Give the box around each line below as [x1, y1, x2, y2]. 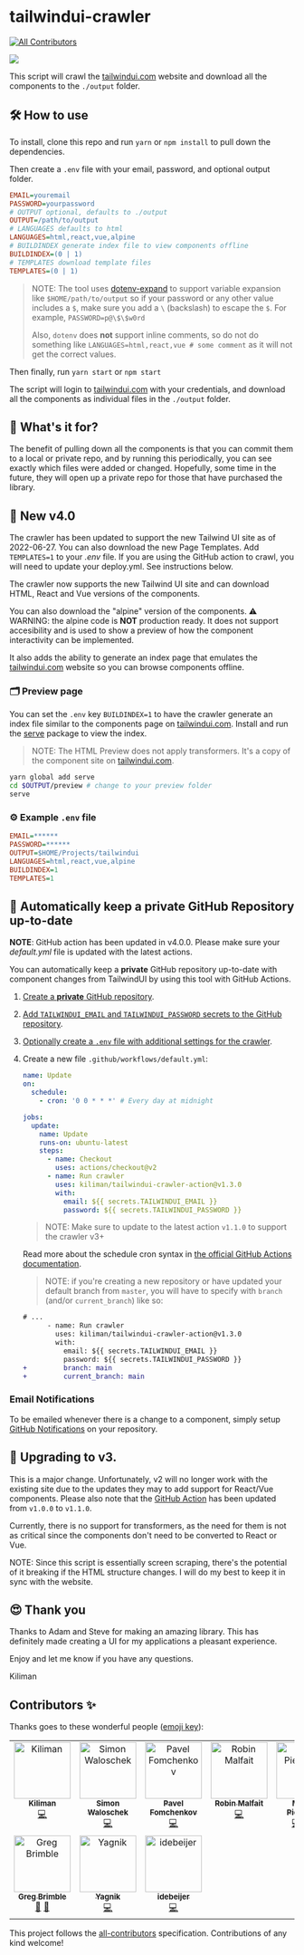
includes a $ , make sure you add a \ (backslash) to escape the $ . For [31, 302, 287, 313]
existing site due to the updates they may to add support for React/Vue [9, 1483, 274, 1494]
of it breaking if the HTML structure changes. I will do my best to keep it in [9, 1567, 286, 1577]
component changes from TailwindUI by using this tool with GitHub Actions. [9, 973, 291, 984]
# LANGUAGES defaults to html [9, 225, 124, 234]
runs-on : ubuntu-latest [39, 1138, 128, 1147]
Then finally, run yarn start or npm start [9, 366, 161, 377]
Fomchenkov [149, 1807, 197, 1817]
